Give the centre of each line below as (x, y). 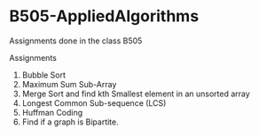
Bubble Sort (44, 75)
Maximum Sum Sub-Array (69, 84)
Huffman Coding (52, 112)
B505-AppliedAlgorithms (104, 16)
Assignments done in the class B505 (76, 41)
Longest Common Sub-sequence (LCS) (94, 102)
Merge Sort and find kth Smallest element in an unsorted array (136, 94)
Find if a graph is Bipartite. (70, 122)
